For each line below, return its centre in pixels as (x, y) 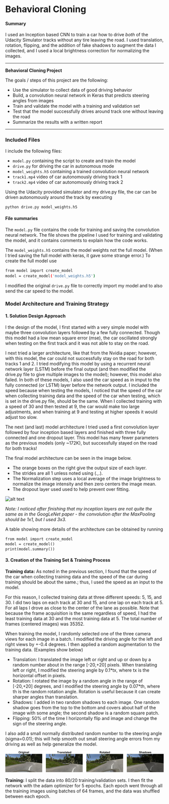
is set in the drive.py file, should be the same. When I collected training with (84, 401)
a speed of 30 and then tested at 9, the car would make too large (72, 406)
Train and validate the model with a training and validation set (76, 106)
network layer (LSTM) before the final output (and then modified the (76, 369)
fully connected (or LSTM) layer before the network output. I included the (81, 385)
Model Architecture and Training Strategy (57, 304)
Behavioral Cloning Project (34, 70)
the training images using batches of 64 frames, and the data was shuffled (82, 791)
